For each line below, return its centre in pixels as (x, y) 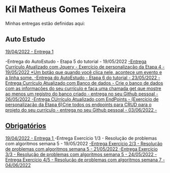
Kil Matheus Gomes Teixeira (65, 9)
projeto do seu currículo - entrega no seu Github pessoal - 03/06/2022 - (81, 110)
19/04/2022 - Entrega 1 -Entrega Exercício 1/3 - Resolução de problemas (81, 138)
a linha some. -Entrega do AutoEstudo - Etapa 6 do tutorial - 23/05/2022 (81, 78)
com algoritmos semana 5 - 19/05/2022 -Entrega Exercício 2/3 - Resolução (84, 144)
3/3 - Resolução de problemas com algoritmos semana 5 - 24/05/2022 (79, 154)
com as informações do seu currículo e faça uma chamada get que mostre (83, 88)
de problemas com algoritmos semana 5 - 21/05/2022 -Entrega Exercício (82, 149)
